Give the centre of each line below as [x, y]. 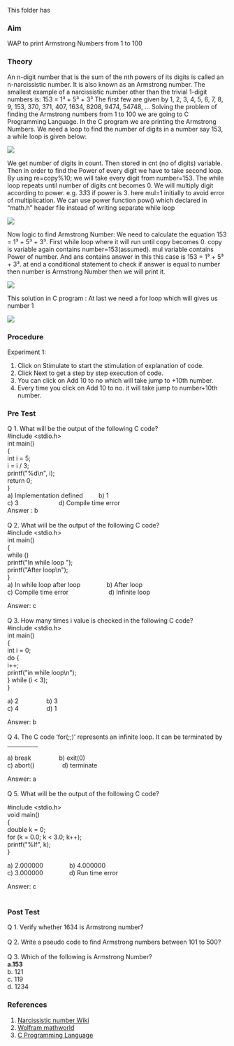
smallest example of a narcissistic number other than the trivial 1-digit [107, 92]
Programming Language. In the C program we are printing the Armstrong [112, 121]
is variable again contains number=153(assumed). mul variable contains [111, 249]
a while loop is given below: [47, 136]
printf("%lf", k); [29, 844]
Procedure [25, 337]
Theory [20, 62]
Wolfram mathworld [46, 1027]
